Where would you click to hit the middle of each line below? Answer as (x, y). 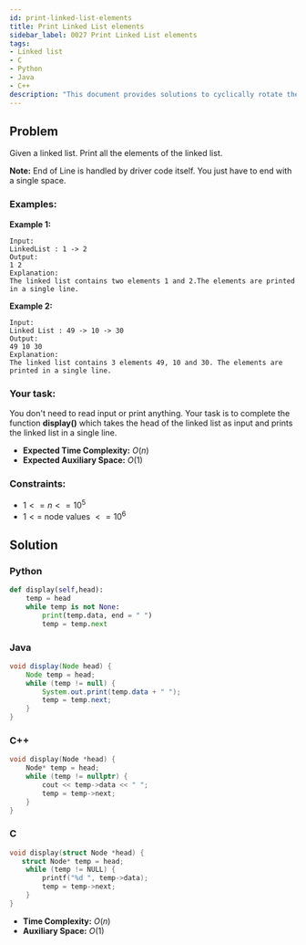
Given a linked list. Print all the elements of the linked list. (116, 153)
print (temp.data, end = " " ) (97, 615)
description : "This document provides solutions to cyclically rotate (146, 94)
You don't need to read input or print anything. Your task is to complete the (150, 413)
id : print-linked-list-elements (71, 18)
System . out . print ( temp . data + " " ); (112, 692)
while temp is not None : (73, 607)
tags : (20, 43)
